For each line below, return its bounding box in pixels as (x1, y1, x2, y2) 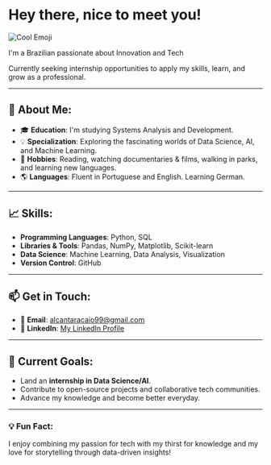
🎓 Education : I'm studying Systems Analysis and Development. (19, 125, 234, 135)
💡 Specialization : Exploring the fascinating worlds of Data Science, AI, (19, 136, 256, 146)
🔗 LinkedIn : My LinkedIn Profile (19, 324, 125, 334)
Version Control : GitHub (19, 258, 102, 268)
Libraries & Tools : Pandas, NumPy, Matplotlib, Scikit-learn (19, 240, 214, 251)
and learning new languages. (19, 163, 117, 172)
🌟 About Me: (8, 103, 73, 117)
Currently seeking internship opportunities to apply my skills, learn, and (8, 63, 246, 73)
